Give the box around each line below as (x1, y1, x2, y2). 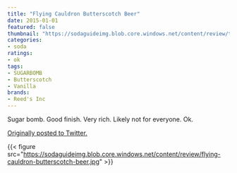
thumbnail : (7, 30, 39, 37)
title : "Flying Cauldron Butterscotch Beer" (7, 10, 140, 18)
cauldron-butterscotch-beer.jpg (7, 157, 100, 166)
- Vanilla (7, 83, 37, 90)
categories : (7, 37, 42, 44)
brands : (7, 89, 30, 96)
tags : (7, 63, 23, 70)
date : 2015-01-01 (7, 17, 59, 24)
